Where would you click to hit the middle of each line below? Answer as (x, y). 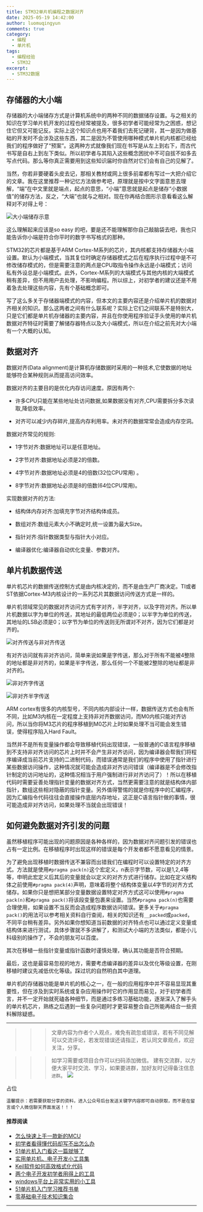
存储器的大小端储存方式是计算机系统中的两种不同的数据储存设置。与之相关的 (101, 116)
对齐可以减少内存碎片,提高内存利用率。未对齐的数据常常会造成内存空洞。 (106, 421)
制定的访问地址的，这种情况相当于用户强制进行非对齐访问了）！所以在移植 (104, 774)
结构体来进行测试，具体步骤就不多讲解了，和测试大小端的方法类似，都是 (96, 930)
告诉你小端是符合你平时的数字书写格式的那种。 (69, 237)
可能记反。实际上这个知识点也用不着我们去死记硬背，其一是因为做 (109, 131)
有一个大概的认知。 (30, 331)
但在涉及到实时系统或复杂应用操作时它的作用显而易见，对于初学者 (104, 991)
